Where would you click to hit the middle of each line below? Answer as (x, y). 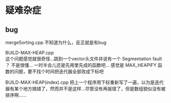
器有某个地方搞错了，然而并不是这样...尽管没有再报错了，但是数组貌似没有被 (86, 89)
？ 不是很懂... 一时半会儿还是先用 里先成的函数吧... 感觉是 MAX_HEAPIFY (81, 65)
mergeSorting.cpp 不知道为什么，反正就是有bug (56, 42)
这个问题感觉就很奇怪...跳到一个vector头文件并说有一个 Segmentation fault (84, 59)
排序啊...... (16, 95)
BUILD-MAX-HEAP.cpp (30, 53)
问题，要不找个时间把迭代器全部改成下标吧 (59, 71)
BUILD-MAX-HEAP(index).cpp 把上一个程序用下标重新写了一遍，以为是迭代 (85, 82)
